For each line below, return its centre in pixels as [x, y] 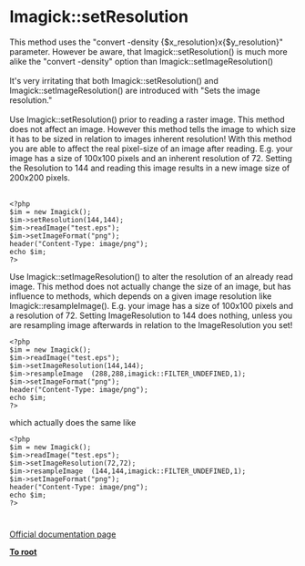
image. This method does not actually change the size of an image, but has [150, 286]
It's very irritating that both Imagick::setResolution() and [114, 80]
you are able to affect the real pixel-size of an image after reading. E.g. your [151, 149]
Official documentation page [63, 534]
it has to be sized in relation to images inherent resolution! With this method [151, 139]
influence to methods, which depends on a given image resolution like [141, 296]
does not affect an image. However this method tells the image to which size [152, 129]
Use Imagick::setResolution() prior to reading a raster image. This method [147, 119]
